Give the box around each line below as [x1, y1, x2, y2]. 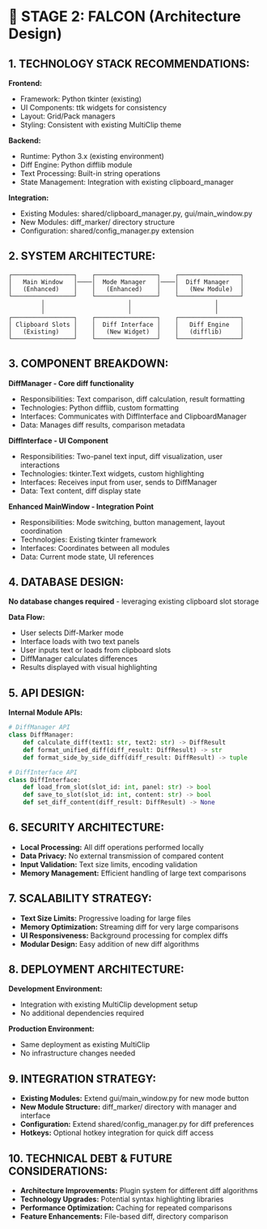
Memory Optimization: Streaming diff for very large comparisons [19, 922, 239, 931]
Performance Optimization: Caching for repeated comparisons [19, 1203, 232, 1213]
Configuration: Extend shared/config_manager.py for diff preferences [19, 1119, 255, 1129]
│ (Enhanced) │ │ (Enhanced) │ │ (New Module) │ [8, 285, 244, 293]
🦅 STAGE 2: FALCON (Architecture [8, 7, 241, 26]
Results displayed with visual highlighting [19, 663, 158, 673]
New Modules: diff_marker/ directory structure [19, 217, 176, 226]
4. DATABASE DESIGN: [8, 575, 124, 589]
